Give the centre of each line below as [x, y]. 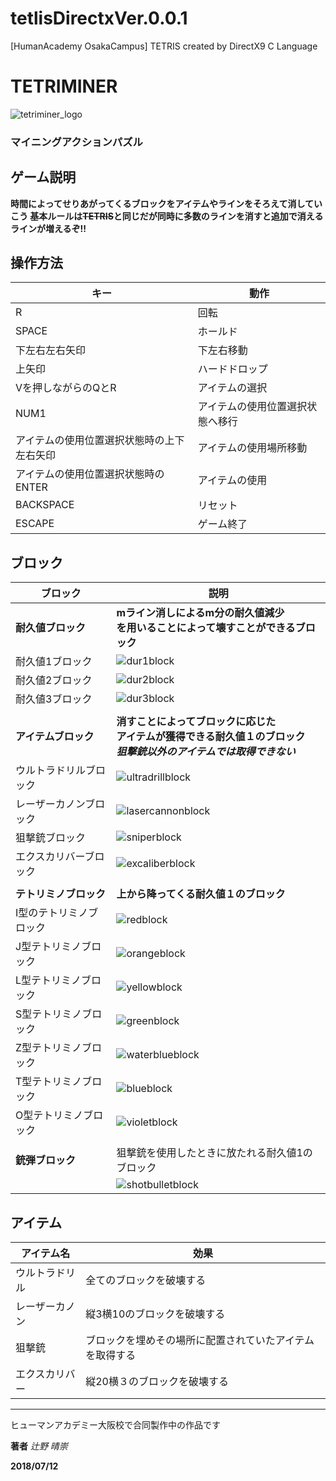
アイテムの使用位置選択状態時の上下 [100, 440]
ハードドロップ [232, 369]
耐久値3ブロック [54, 699]
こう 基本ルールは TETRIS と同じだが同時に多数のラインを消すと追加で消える [167, 216]
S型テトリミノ [49, 1014]
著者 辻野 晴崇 [39, 1446]
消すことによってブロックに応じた [196, 722]
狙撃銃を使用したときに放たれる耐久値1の [214, 1153]
